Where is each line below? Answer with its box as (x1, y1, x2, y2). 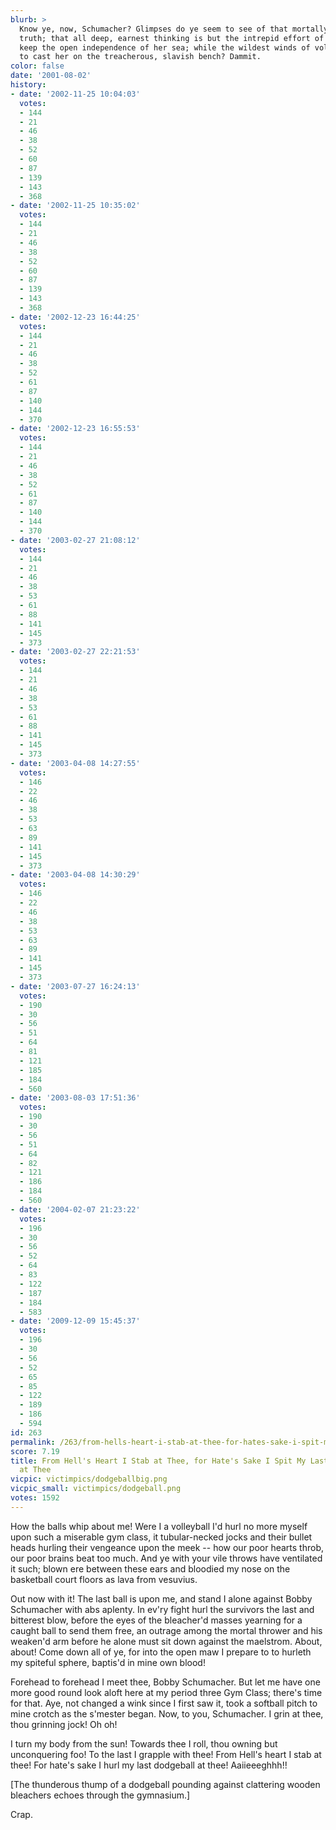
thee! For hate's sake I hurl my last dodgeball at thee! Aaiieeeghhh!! (10, 1759, 288, 1771)
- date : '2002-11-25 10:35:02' (10, 201, 141, 211)
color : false (10, 61, 65, 71)
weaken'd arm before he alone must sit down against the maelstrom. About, (10, 1635, 323, 1647)
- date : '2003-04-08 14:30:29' (10, 870, 141, 880)
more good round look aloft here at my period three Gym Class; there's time (10, 1686, 323, 1698)
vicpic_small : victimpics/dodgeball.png (10, 1484, 182, 1494)
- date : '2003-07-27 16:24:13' (10, 981, 141, 991)
